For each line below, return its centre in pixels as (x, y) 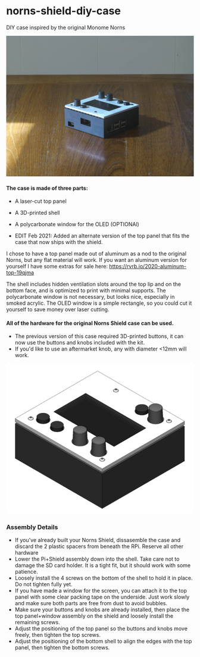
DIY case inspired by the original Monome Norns (66, 27)
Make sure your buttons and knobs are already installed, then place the (102, 610)
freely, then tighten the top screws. (58, 635)
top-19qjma (20, 273)
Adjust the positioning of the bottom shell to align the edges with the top (103, 642)
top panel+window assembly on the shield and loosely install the (94, 616)
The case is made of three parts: (47, 188)
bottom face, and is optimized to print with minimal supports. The (86, 290)
